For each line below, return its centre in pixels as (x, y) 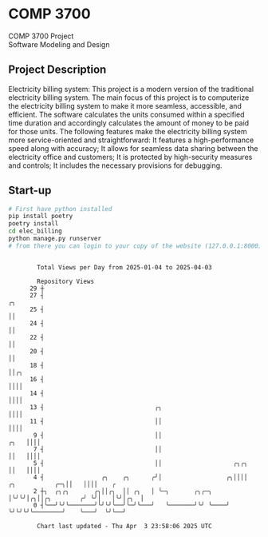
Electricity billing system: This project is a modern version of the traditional (131, 89)
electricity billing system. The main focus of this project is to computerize (129, 97)
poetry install (33, 224)
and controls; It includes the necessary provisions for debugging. (115, 165)
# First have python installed (60, 209)
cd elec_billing (35, 231)
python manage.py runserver (55, 239)
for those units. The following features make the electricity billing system (128, 131)
